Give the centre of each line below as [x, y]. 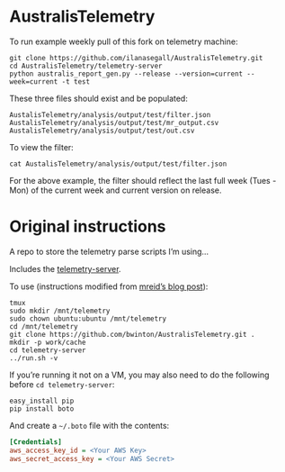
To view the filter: [41, 147]
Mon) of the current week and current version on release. [116, 190]
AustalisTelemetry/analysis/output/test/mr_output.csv [114, 123]
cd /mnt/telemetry [44, 326]
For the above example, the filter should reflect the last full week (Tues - [143, 180]
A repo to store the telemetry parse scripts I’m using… [109, 251]
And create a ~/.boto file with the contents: [89, 425]
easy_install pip [42, 401]
